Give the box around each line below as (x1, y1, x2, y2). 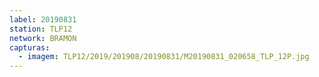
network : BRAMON (9, 33, 77, 43)
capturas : (9, 42, 51, 53)
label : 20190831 (9, 14, 77, 25)
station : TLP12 (9, 24, 73, 34)
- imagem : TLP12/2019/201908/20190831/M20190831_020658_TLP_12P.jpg (18, 52, 310, 62)
